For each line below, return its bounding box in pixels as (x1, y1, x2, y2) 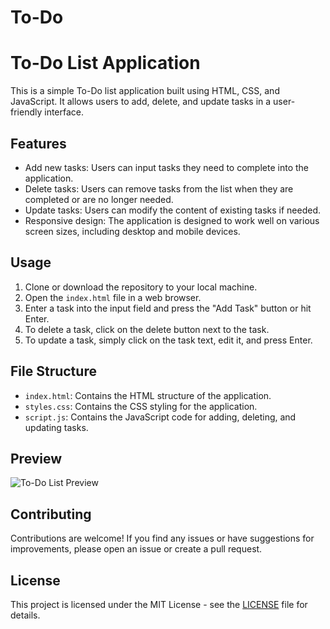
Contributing (10, 506, 92, 523)
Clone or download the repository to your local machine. (24, 281, 258, 293)
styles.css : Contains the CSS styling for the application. (24, 400, 258, 412)
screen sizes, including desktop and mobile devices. (24, 225, 241, 237)
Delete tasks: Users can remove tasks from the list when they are (24, 182, 294, 195)
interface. (44, 106, 85, 118)
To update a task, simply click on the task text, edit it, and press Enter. (24, 334, 313, 346)
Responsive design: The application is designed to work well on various (24, 214, 320, 226)
